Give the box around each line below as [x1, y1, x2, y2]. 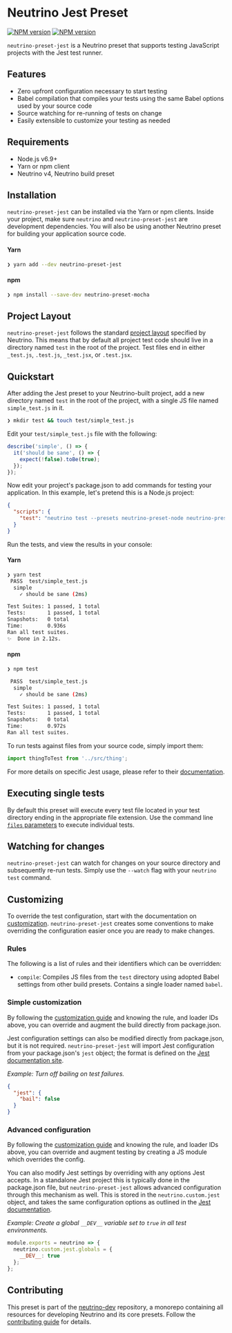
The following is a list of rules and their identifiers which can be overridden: [7, 960, 222, 968]
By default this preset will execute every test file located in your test [7, 805, 200, 814]
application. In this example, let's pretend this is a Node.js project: [7, 489, 195, 497]
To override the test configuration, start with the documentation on [7, 912, 197, 920]
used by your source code [17, 102, 93, 110]
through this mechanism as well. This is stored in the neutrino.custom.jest [7, 1191, 220, 1199]
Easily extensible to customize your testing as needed [17, 116, 171, 124]
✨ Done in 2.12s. [7, 635, 61, 642]
